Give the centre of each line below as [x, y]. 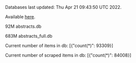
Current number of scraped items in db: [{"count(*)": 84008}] [68, 55]
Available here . [20, 17]
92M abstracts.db [23, 26]
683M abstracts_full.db [29, 36]
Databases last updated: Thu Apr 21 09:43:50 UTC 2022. [63, 7]
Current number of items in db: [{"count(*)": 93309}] [59, 46]
